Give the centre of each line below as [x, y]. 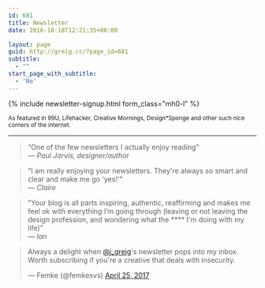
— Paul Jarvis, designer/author [78, 155]
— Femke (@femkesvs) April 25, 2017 [88, 275]
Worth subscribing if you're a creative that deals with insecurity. [131, 260]
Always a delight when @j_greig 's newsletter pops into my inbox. [133, 251]
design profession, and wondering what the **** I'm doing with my [136, 219]
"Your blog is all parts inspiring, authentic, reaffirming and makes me [139, 203]
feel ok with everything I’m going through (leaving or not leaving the [138, 211]
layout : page [30, 44]
